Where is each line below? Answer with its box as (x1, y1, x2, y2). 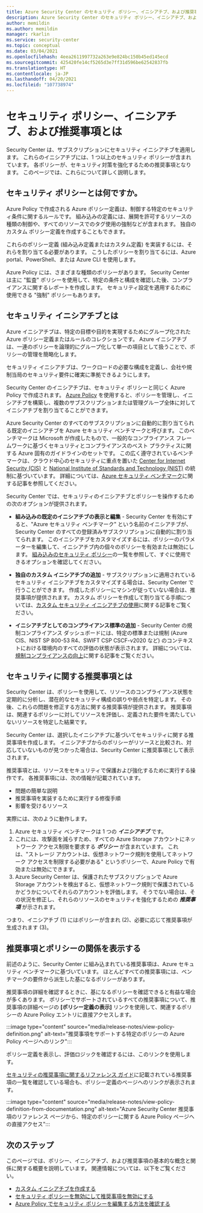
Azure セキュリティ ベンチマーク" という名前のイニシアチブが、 (33, 520, 192, 527)
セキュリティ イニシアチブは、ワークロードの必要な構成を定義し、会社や (6, 363, 187, 370)
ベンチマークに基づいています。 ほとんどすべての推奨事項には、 (23, 968, 182, 976)
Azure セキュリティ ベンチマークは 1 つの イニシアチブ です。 (14, 828, 167, 835)
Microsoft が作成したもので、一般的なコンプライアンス (39, 434, 175, 442)
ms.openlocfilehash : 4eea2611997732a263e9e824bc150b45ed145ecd (6, 54, 169, 60)
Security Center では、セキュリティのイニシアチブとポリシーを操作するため (6, 492, 195, 500)
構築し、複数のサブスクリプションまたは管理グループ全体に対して (32, 399, 196, 406)
